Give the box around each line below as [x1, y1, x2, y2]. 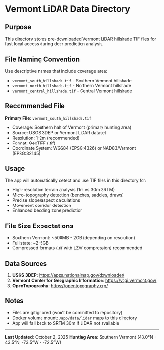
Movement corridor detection [12, 203, 72, 208]
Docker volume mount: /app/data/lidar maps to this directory [12, 315, 137, 321]
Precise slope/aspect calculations [12, 197, 81, 203]
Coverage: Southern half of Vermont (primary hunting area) [12, 124, 132, 130]
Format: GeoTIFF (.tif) [12, 140, 56, 146]
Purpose [5, 23, 32, 31]
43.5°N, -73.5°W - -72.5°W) [5, 339, 61, 345]
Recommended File [5, 102, 65, 110]
